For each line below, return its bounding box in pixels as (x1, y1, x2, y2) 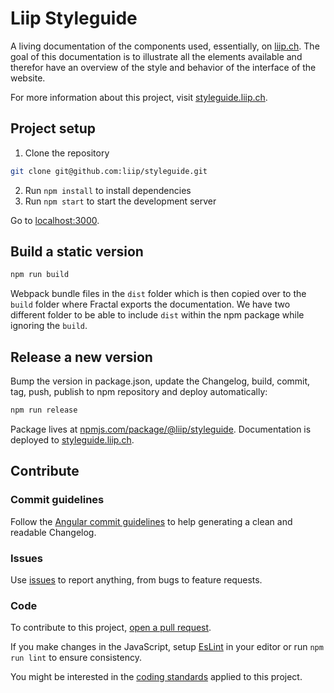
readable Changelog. (10, 526, 97, 538)
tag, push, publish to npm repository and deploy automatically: (10, 386, 268, 398)
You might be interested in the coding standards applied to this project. (10, 671, 303, 683)
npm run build (10, 270, 70, 280)
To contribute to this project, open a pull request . (10, 622, 212, 634)
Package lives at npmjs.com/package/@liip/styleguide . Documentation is (10, 423, 312, 435)
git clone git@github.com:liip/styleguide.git (10, 166, 208, 176)
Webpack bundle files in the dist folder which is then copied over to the (10, 288, 307, 300)
